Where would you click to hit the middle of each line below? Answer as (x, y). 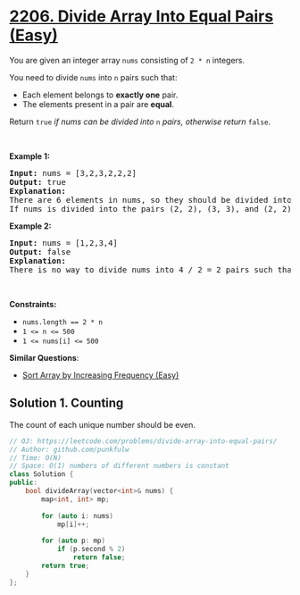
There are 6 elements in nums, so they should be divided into (150, 200)
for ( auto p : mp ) (73, 541)
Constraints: (33, 304)
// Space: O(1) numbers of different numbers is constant (119, 466)
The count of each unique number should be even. (103, 424)
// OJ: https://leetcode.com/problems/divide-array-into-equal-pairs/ (143, 441)
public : (24, 483)
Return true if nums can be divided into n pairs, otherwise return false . (140, 122)
